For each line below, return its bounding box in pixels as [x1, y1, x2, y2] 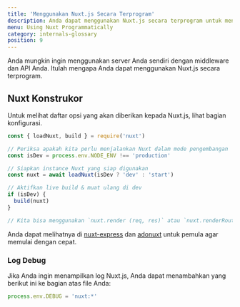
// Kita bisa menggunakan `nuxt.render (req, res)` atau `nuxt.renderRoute [7, 217, 238, 224]
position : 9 [7, 37, 43, 44]
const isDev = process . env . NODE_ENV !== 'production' [7, 152, 171, 159]
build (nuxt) [14, 197, 50, 205]
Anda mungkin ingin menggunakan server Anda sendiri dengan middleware [7, 56, 229, 65]
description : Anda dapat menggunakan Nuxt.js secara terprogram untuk [7, 17, 222, 24]
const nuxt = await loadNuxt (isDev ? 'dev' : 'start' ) [7, 172, 174, 179]
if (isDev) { [7, 191, 46, 198]
